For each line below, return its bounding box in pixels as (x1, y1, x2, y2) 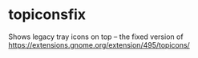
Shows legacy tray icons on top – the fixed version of (8, 32, 184, 41)
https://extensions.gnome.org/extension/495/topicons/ (8, 40, 190, 49)
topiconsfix (8, 6, 87, 24)
